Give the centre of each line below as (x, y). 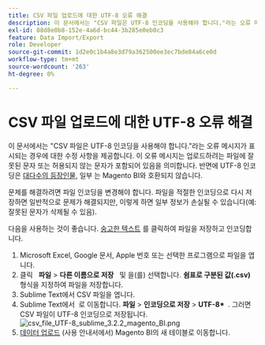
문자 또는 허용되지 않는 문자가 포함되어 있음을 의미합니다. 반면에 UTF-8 (132, 165)
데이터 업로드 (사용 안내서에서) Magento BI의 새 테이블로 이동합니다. (125, 332)
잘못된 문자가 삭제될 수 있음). (52, 211)
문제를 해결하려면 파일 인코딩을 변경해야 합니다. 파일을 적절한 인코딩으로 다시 (126, 192)
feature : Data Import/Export (56, 37)
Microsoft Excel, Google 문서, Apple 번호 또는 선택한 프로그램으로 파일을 (133, 255)
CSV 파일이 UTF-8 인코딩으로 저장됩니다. (84, 314)
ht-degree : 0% (32, 74)
